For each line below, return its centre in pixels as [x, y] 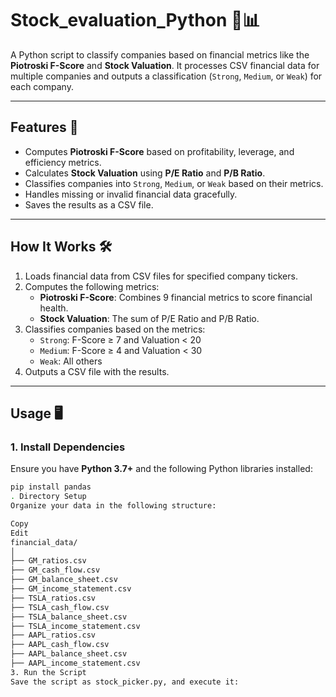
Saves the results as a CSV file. [89, 204]
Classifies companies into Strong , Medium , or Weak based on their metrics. [174, 183]
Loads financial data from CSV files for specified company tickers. [161, 276]
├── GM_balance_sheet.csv [64, 580]
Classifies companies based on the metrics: [115, 329]
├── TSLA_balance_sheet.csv [69, 617]
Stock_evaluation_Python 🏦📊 [135, 20]
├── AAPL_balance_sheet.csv [69, 654]
